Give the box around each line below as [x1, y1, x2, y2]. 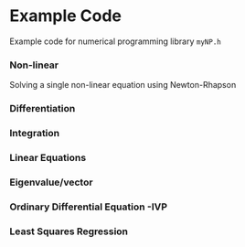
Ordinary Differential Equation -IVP [9, 200, 167, 213]
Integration [9, 127, 60, 140]
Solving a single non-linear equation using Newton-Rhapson [9, 80, 237, 91]
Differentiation [9, 102, 76, 115]
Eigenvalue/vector [9, 176, 93, 188]
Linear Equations [9, 152, 87, 164]
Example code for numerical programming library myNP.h [9, 36, 221, 47]
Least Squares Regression [9, 225, 129, 238]
